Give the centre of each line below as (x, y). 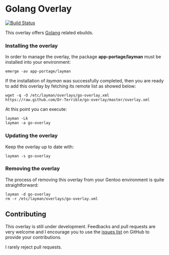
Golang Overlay (39, 9)
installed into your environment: (38, 62)
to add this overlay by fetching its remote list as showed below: (71, 86)
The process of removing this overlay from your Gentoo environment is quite (85, 180)
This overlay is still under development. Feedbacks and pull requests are (80, 226)
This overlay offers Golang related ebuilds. (49, 32)
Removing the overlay (33, 168)
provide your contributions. (34, 237)
